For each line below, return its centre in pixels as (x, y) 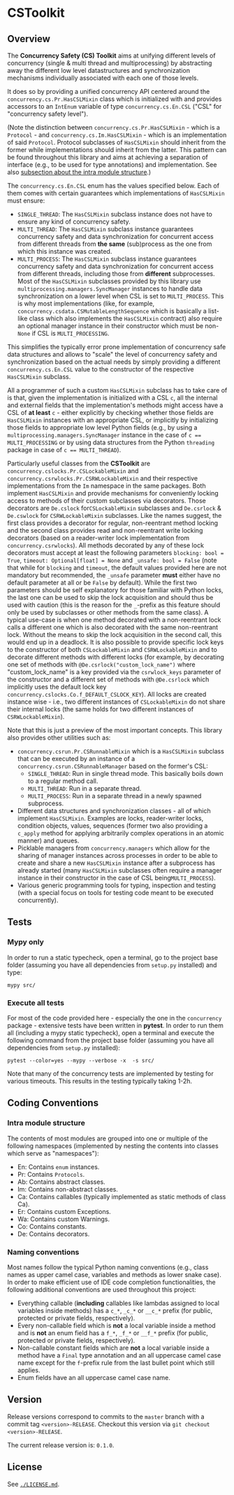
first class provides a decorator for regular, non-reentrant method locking (113, 523)
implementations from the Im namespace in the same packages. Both (107, 486)
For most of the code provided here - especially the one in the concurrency (115, 1018)
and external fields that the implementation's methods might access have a (115, 405)
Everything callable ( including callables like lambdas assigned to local (118, 1303)
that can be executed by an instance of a (76, 759)
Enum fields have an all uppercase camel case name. (94, 1377)
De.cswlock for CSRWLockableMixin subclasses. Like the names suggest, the (115, 516)
